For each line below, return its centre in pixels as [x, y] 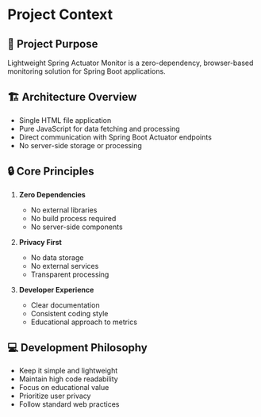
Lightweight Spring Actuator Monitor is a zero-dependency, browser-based [130, 63]
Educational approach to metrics [84, 322]
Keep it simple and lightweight [68, 371]
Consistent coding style [69, 313]
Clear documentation [65, 305]
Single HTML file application [65, 120]
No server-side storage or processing [80, 145]
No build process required [73, 218]
